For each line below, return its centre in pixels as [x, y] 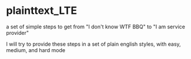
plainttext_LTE [42, 11]
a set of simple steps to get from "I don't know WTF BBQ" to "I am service [95, 27]
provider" [18, 32]
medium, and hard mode [36, 50]
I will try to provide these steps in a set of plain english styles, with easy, [93, 44]
